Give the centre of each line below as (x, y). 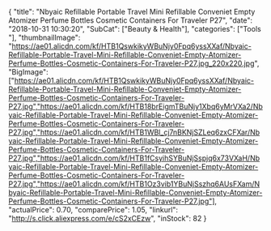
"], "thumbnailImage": (44, 37)
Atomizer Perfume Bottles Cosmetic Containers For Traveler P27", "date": (131, 20)
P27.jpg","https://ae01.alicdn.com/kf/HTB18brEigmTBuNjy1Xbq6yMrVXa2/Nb (135, 106)
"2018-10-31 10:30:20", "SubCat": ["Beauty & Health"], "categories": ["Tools (135, 29)
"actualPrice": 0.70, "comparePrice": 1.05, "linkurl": (93, 210)
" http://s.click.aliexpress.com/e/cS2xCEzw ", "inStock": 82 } (108, 218)
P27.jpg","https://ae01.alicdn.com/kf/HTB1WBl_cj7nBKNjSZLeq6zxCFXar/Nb (134, 132)
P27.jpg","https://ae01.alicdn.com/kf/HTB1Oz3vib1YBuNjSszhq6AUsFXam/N (134, 184)
